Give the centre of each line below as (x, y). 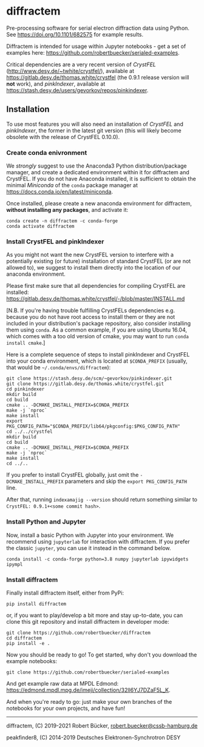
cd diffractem (24, 638)
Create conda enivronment (47, 152)
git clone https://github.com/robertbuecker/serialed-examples (88, 672)
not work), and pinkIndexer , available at (56, 84)
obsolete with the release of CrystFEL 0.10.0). (63, 137)
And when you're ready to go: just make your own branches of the (89, 701)
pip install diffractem (36, 604)
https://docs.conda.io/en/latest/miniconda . (60, 192)
